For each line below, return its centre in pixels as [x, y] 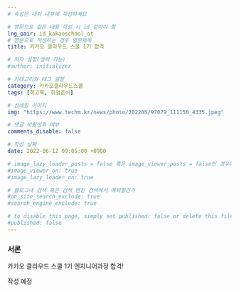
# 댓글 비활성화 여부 [33, 125]
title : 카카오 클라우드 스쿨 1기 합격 [56, 47]
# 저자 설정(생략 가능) [37, 60]
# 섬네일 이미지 [27, 105]
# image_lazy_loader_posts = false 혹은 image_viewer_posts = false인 [112, 164]
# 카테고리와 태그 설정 [36, 79]
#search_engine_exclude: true [52, 203]
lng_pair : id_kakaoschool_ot [51, 34]
